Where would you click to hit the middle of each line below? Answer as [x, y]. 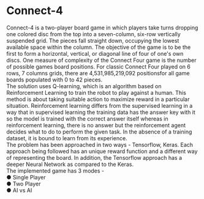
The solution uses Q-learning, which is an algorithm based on [84, 86]
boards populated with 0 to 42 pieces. [55, 80]
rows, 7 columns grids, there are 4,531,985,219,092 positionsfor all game [98, 73]
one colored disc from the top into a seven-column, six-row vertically [93, 34]
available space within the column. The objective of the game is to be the [99, 47]
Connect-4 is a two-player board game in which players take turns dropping [102, 28]
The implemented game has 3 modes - [55, 171]
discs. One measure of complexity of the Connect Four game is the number [101, 60]
